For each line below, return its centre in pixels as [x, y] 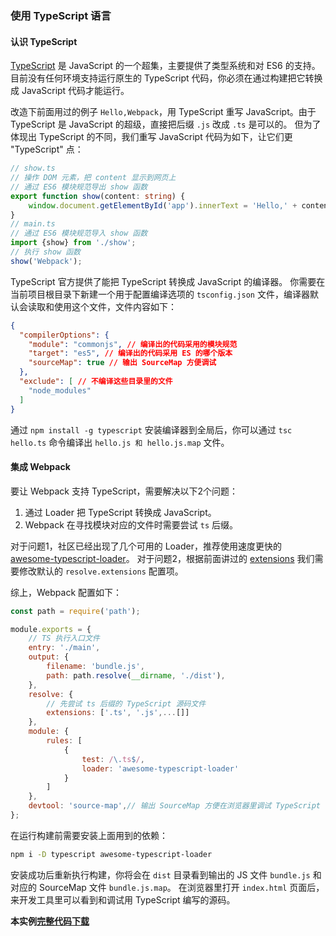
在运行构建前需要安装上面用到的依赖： [89, 835]
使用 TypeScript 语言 [61, 15]
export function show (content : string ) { [98, 196]
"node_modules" [60, 390]
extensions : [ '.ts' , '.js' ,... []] [118, 713]
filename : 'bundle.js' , [95, 667]
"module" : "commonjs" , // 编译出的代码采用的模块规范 [133, 344]
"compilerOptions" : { [64, 335]
